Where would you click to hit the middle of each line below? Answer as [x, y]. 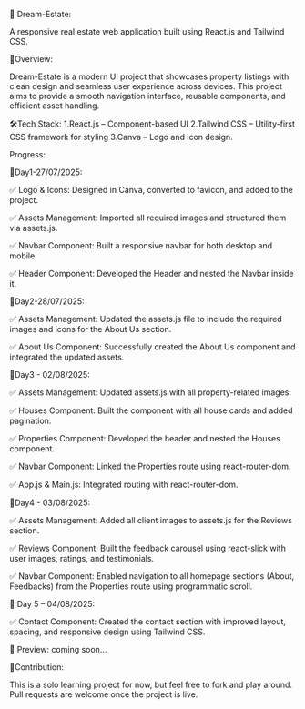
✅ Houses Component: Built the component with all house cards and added [151, 410]
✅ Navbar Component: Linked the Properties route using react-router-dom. [150, 466]
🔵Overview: [31, 59]
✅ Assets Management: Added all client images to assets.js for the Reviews [151, 520]
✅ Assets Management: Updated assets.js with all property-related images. [151, 392]
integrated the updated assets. [67, 357]
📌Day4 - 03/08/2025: [50, 502]
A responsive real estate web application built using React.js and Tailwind [147, 31]
